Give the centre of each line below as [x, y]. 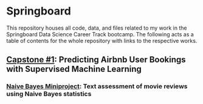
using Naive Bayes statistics [49, 94]
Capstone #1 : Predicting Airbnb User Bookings [96, 60]
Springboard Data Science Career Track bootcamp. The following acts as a [100, 34]
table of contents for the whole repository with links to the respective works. [102, 41]
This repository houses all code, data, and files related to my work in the [97, 28]
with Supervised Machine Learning [74, 69]
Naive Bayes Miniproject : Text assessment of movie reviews [97, 86]
